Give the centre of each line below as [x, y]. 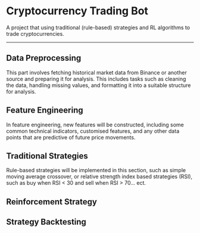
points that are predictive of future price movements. [71, 137]
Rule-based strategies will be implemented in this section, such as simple [96, 170]
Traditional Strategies [47, 156]
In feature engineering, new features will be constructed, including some [95, 125]
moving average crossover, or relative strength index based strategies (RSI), [99, 176]
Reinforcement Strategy [51, 202]
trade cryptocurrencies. [35, 33]
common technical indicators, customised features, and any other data [93, 131]
